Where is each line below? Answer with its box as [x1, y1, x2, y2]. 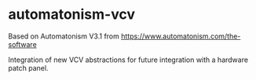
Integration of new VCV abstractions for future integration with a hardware [8, 55, 249, 64]
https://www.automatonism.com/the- [120, 31, 241, 41]
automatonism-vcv [8, 5, 136, 24]
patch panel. [8, 63, 49, 72]
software [8, 39, 37, 49]
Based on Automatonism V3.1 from [8, 31, 120, 41]
